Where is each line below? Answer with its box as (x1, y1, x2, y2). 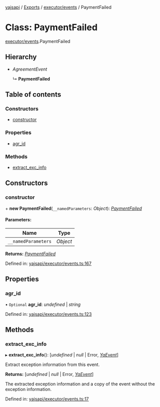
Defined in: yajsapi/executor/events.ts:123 (5, 311, 92, 317)
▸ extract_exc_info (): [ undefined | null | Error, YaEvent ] (5, 352, 119, 358)
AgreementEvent (12, 66, 48, 72)
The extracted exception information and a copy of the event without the (5, 381, 155, 387)
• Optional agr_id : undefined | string (5, 301, 81, 307)
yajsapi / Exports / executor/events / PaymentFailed (5, 5, 112, 10)
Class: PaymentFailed (5, 22, 98, 33)
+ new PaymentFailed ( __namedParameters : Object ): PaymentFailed (5, 205, 142, 211)
